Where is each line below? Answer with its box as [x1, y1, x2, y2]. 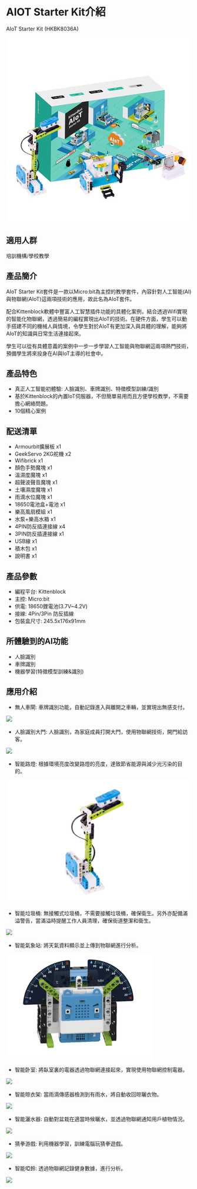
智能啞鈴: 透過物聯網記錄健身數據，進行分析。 [14, 1165, 126, 1172]
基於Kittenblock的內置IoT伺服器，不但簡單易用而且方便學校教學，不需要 [14, 393, 189, 400]
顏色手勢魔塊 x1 [14, 464, 53, 471]
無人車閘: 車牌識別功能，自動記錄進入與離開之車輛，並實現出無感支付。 [14, 703, 188, 710]
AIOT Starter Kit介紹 [6, 5, 106, 19]
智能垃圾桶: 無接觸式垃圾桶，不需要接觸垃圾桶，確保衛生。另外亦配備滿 [14, 910, 188, 917]
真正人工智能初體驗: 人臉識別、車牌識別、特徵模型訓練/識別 [14, 385, 159, 392]
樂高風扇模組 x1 [14, 508, 53, 515]
